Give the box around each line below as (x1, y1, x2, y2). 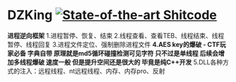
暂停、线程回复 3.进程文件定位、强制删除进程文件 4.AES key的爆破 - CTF (7, 40, 220, 49)
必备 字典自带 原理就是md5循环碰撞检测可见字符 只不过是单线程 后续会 (13, 49, 219, 57)
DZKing (7, 7, 53, 23)
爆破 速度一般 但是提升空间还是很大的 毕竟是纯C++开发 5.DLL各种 (31, 57, 223, 66)
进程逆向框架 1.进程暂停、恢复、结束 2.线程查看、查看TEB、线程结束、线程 (7, 31, 225, 40)
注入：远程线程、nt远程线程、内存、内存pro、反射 (19, 66, 165, 75)
